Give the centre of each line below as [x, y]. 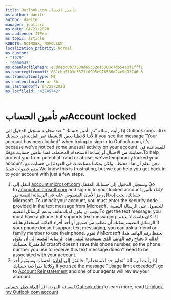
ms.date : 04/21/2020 [27, 29]
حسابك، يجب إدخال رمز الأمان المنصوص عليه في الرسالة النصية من [77, 195]
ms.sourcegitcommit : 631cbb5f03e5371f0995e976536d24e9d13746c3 [74, 72]
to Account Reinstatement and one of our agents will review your [81, 271]
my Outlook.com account [32, 292]
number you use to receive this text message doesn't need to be [81, 250]
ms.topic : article [25, 39]
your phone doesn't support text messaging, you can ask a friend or [84, 228]
